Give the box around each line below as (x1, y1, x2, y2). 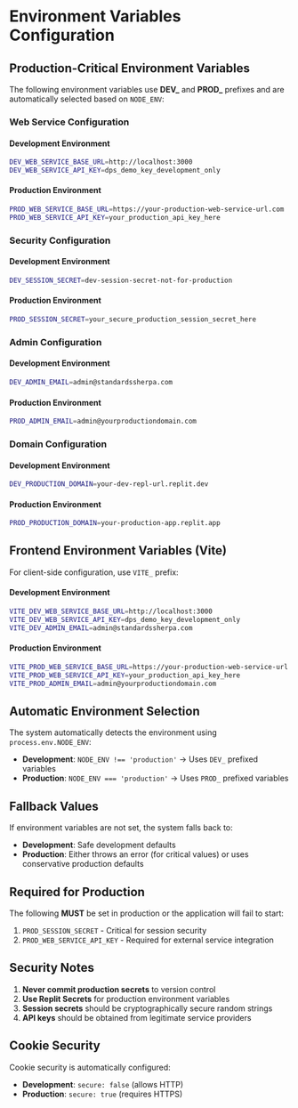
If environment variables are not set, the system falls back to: (9, 822, 233, 833)
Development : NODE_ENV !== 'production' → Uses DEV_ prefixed (21, 754, 259, 764)
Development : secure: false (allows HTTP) (21, 1079, 184, 1089)
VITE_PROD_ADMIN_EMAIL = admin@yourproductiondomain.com (9, 679, 217, 688)
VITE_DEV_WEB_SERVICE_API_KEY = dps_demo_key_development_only (9, 615, 241, 624)
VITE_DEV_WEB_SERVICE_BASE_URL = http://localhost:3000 (9, 607, 213, 616)
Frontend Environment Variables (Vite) (9, 543, 227, 558)
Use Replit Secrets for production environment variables (21, 993, 230, 1004)
